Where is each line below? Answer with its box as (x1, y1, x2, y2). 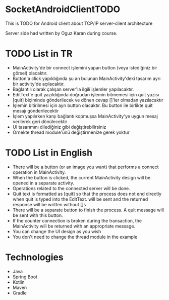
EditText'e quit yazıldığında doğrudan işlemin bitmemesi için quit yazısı (12, 91, 159, 97)
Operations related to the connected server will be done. (12, 185, 130, 191)
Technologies (5, 252, 64, 263)
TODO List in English (5, 147, 92, 159)
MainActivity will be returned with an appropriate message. (12, 223, 136, 229)
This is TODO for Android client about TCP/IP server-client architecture (5, 20, 153, 26)
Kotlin (12, 279, 25, 285)
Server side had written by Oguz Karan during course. (5, 30, 118, 36)
